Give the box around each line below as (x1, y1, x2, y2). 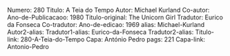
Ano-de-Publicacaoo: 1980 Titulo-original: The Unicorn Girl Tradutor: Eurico (7, 13, 223, 21)
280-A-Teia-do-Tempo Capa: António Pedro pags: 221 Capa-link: (20, 35, 206, 44)
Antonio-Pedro (7, 43, 50, 50)
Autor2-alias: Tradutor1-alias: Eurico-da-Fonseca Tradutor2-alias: (7, 28, 194, 36)
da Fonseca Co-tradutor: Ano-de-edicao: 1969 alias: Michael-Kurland (7, 21, 205, 28)
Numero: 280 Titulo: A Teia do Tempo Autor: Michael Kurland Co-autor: (7, 6, 210, 14)
